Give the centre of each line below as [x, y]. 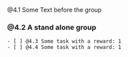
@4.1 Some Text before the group [54, 10]
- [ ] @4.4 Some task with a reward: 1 [64, 47]
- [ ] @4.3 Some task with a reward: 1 [64, 41]
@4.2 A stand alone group [52, 27]
